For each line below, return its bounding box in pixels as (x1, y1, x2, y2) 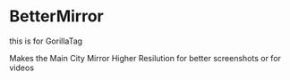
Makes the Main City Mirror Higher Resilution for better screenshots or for (9, 52, 282, 63)
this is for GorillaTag (9, 36, 83, 46)
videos (9, 62, 34, 73)
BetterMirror (9, 6, 105, 27)
